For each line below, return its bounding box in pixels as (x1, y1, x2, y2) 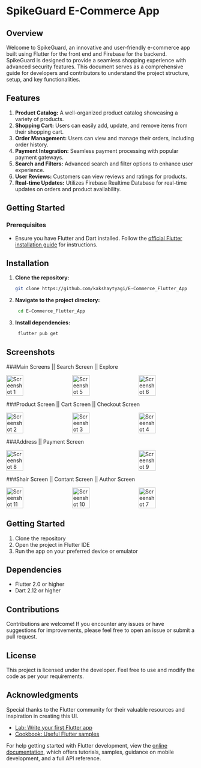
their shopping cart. (14, 128, 64, 135)
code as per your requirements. (6, 673, 84, 680)
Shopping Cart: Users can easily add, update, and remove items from (14, 122, 188, 129)
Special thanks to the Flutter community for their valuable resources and (6, 706, 185, 713)
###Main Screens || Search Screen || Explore (6, 363, 118, 370)
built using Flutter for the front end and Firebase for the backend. (6, 50, 167, 58)
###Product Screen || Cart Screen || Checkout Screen (6, 400, 140, 408)
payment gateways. (14, 153, 64, 161)
